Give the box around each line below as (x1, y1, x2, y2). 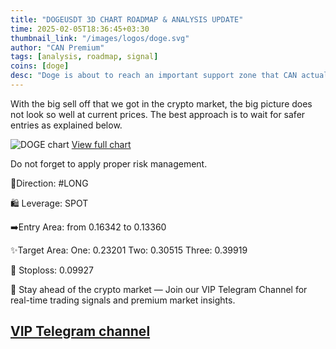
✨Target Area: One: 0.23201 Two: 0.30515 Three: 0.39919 (10, 244, 248, 256)
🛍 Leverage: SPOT (10, 197, 89, 209)
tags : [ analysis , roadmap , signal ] (10, 52, 159, 62)
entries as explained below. (10, 119, 123, 131)
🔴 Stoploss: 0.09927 (10, 264, 94, 276)
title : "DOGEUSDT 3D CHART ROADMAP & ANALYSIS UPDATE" (10, 14, 244, 25)
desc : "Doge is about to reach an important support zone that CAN (10, 71, 298, 81)
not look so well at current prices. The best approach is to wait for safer (10, 108, 306, 120)
